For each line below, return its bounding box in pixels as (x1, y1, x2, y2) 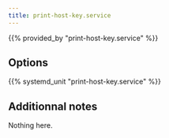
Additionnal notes (8, 99, 98, 113)
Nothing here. (8, 121, 53, 130)
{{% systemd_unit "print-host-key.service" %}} (8, 76, 162, 87)
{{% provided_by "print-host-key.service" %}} (8, 33, 159, 43)
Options (8, 56, 49, 69)
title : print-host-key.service (8, 11, 111, 20)
